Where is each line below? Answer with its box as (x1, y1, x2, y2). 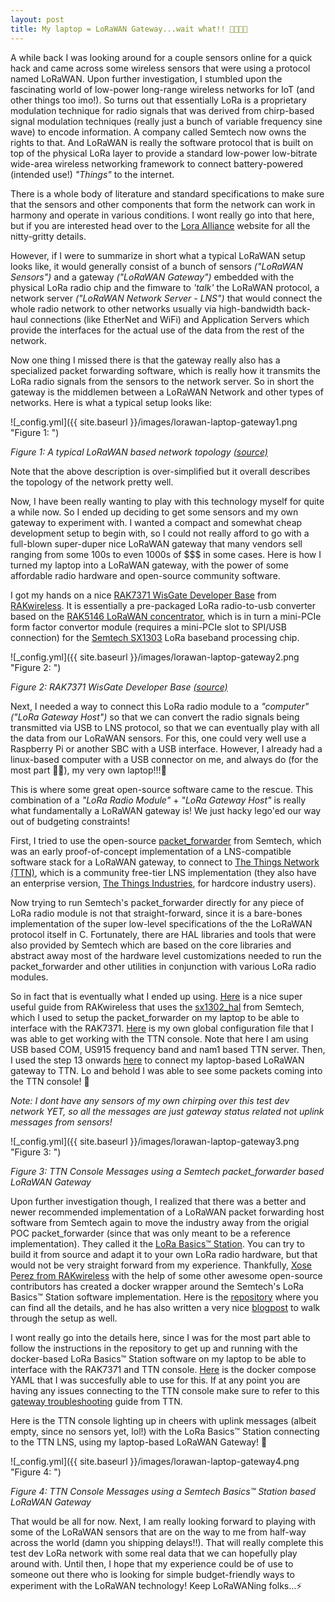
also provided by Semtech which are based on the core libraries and (10, 939, 292, 951)
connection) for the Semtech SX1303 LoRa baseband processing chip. (10, 631, 300, 643)
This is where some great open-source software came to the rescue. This (10, 783, 314, 795)
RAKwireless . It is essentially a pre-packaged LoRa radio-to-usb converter (10, 599, 317, 611)
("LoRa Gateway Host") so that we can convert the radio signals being (10, 711, 300, 723)
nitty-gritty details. (10, 230, 87, 242)
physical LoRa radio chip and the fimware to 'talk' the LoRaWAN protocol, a (10, 281, 320, 293)
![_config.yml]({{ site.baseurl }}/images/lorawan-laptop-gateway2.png (10, 651, 300, 663)
